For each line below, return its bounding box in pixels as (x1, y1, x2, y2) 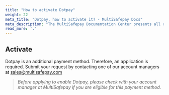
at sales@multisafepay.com (5, 69, 62, 75)
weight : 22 (5, 12, 28, 17)
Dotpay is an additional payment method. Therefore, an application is (5, 58, 148, 64)
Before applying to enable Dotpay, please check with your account (17, 79, 157, 85)
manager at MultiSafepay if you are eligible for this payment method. (17, 84, 161, 90)
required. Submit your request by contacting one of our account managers (5, 64, 159, 70)
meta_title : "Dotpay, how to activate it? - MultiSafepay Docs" (5, 17, 143, 22)
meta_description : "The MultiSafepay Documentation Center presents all (5, 21, 161, 27)
